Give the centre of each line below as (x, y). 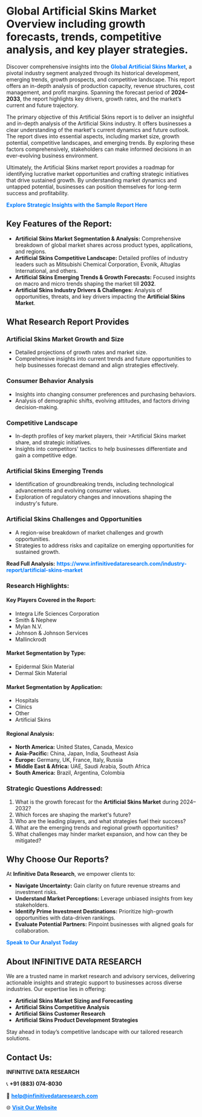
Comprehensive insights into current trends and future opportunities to (103, 359)
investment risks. (36, 892)
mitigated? (28, 840)
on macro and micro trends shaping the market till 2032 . (85, 284)
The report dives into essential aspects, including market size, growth (93, 136)
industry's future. (37, 504)
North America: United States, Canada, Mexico (74, 747)
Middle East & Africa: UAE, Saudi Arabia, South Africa (82, 766)
